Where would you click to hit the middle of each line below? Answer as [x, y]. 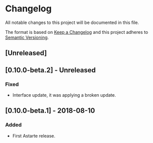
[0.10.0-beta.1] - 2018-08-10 [50, 111]
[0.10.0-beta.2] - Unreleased [51, 70]
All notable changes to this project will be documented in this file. [72, 22]
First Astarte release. [34, 136]
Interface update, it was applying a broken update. [64, 95]
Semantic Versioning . [27, 37]
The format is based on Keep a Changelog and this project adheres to [77, 32]
